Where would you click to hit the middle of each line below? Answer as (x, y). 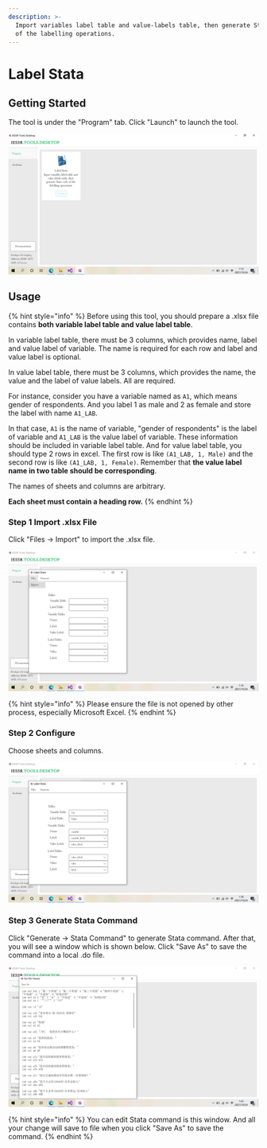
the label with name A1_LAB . (53, 413)
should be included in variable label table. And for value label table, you (125, 445)
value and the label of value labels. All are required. (92, 380)
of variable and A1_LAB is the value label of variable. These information (123, 437)
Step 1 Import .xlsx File (53, 522)
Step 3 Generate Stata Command (73, 920)
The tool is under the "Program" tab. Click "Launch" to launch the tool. (124, 123)
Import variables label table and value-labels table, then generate (133, 25)
